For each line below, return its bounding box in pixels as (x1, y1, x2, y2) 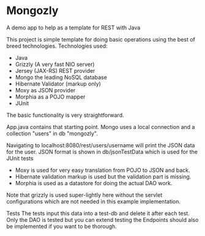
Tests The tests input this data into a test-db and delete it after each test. (6, 209, 190, 217)
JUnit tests (6, 154, 34, 162)
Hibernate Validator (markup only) (15, 80, 101, 87)
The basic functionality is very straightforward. (6, 111, 124, 119)
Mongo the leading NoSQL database (15, 73, 107, 81)
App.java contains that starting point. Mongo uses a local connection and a (6, 123, 195, 130)
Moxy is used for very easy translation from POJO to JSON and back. (15, 166, 190, 174)
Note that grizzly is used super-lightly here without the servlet (6, 191, 163, 199)
